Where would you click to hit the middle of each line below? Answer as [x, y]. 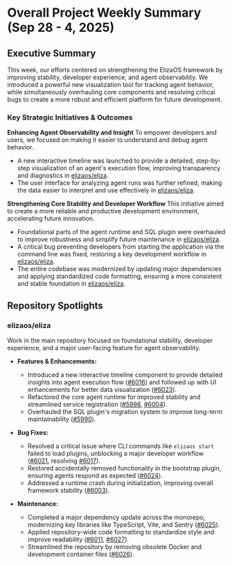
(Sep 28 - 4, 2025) [61, 27]
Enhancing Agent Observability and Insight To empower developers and [112, 133]
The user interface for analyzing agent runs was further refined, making [119, 183]
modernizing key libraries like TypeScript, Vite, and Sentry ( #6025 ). [124, 524]
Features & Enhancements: [57, 361]
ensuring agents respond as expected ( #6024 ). [95, 475]
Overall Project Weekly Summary [104, 13]
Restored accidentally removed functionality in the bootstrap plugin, [124, 468]
